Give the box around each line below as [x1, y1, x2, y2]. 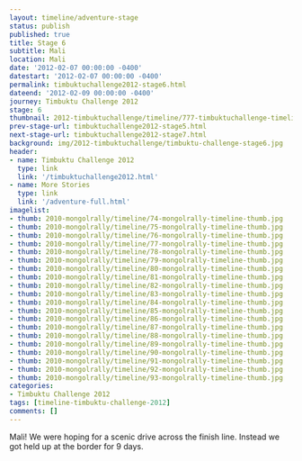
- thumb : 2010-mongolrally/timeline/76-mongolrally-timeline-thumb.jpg [9, 230, 283, 240]
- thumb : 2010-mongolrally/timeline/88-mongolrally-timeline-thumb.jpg [9, 331, 283, 340]
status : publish [9, 22, 70, 31]
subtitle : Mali [9, 47, 67, 56]
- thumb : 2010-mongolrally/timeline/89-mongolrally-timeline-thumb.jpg [9, 339, 283, 348]
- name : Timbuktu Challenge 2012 [9, 155, 135, 165]
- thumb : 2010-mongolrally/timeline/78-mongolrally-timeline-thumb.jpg [9, 248, 283, 257]
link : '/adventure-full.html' [17, 197, 130, 207]
